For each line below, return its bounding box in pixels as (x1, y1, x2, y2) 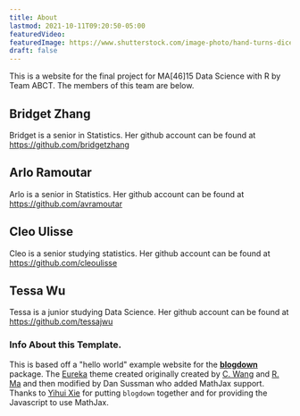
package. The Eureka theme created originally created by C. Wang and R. (9, 368, 279, 379)
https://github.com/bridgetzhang (9, 139, 129, 150)
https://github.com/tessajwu (9, 316, 113, 327)
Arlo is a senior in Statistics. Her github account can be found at (9, 188, 245, 199)
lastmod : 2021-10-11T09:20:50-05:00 (9, 21, 146, 30)
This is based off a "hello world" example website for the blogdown (9, 359, 259, 370)
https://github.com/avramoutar (9, 198, 123, 209)
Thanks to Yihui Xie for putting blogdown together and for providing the (9, 387, 268, 398)
